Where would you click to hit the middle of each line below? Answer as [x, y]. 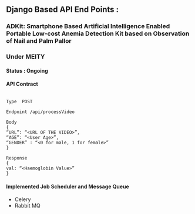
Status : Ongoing [27, 70]
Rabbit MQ [28, 206]
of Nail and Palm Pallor [39, 41]
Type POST [19, 102]
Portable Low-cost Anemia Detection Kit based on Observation [98, 33]
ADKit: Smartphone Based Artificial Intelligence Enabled [88, 26]
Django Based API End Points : [63, 10]
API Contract [22, 84]
